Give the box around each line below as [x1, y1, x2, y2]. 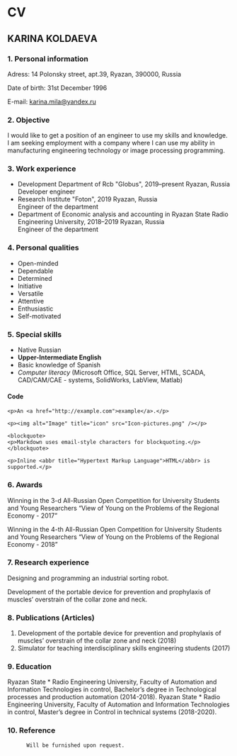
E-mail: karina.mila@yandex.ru [7, 97, 97, 106]
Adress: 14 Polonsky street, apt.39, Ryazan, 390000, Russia [7, 70, 182, 78]
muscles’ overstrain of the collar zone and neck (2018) [17, 636, 177, 645]
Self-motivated [17, 311, 62, 320]
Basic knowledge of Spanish [17, 361, 101, 369]
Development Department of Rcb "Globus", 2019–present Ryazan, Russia [17, 180, 231, 189]
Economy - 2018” [7, 540, 58, 548]
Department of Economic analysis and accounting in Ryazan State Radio [17, 210, 229, 218]
